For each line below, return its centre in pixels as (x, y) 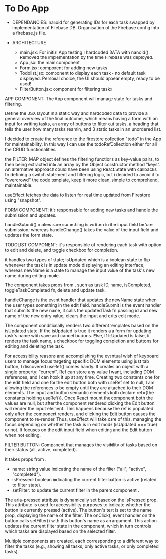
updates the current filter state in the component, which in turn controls (78, 526)
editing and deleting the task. (35, 346)
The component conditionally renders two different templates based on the (82, 325)
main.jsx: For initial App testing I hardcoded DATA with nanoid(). (85, 52)
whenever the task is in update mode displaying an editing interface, (75, 265)
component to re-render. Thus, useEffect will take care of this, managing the (83, 419)
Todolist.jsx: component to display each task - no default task (83, 73)
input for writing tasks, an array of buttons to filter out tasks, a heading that (82, 124)
